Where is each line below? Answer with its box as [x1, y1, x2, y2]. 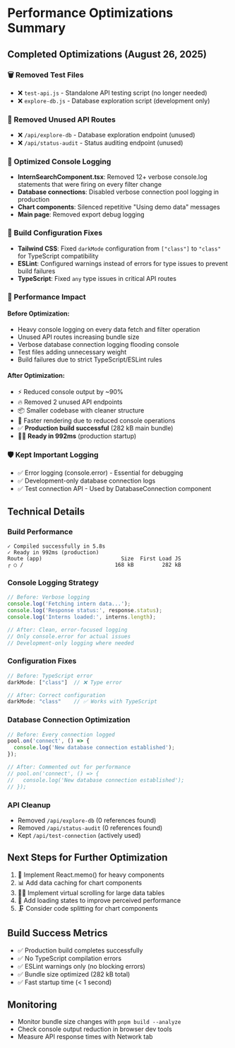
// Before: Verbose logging [7, 594, 90, 601]
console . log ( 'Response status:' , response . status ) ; [7, 607, 162, 614]
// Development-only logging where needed [7, 639, 134, 647]
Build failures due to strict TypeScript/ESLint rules [17, 355, 162, 364]
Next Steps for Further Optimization [7, 851, 168, 864]
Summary [7, 20, 66, 36]
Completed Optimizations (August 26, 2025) [7, 48, 207, 60]
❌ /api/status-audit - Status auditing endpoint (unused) [17, 139, 183, 147]
